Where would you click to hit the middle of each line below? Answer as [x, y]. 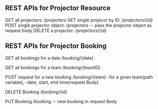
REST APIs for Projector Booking [56, 46]
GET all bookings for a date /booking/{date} [49, 58]
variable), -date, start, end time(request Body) [52, 82]
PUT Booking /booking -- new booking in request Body [61, 101]
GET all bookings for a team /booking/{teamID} [53, 67]
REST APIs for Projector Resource [58, 8]
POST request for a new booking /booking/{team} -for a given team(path [79, 77]
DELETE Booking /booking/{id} [36, 92]
